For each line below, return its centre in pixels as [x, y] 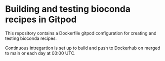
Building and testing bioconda [68, 9]
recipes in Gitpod [41, 19]
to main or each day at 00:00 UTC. [40, 53]
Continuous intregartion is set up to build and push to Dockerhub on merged [83, 48]
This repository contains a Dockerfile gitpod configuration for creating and [81, 33]
